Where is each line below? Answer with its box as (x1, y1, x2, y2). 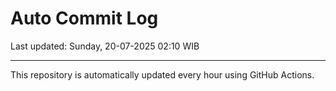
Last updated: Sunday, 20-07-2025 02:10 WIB (10, 40, 200, 52)
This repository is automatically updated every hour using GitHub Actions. (10, 68, 315, 81)
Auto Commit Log (10, 7, 159, 30)
